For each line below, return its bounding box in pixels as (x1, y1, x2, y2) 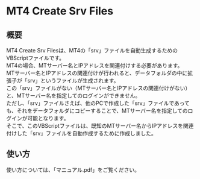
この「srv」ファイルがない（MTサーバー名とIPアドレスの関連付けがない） (6, 84, 191, 92)
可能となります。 (27, 115, 69, 122)
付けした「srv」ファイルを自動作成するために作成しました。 (6, 130, 157, 137)
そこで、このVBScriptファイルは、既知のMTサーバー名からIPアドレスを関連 (6, 122, 194, 129)
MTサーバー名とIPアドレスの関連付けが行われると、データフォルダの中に (6, 69, 188, 77)
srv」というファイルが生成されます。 (27, 77, 119, 84)
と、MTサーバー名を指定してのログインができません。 (6, 92, 141, 99)
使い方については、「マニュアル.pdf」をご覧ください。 (6, 166, 140, 173)
